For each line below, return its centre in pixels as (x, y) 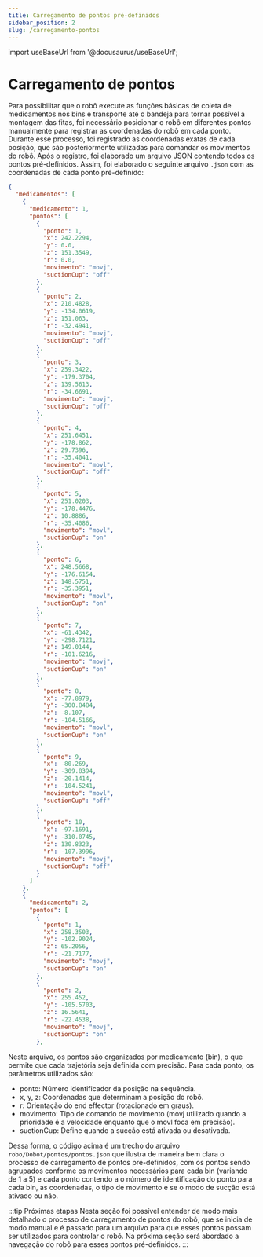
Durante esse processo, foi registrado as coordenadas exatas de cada (122, 139)
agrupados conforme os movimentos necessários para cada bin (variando (128, 1171)
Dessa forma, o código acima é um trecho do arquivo (94, 1145)
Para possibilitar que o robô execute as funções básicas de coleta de (120, 106)
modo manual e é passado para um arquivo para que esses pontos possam (130, 1227)
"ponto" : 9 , (62, 757)
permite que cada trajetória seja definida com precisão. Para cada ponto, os (131, 1065)
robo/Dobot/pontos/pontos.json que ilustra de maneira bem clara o (116, 1154)
